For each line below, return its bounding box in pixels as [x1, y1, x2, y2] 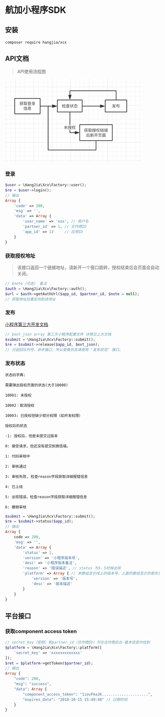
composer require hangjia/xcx [5, 40, 67, 45]
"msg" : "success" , [14, 682, 52, 686]
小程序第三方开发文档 [5, 321, 48, 327]
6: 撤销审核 [5, 505, 27, 510]
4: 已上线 [5, 484, 23, 489]
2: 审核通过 [5, 464, 27, 469]
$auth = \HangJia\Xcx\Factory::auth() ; [5, 286, 87, 291]
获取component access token [5, 628, 77, 635]
